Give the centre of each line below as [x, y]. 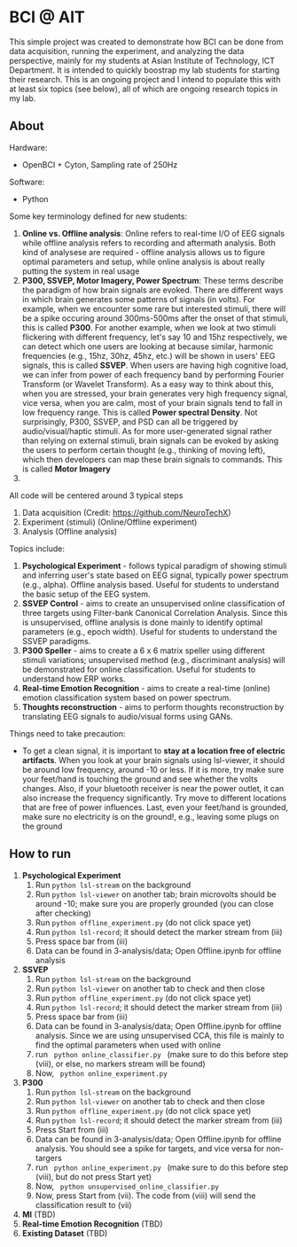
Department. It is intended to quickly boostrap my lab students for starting [145, 70]
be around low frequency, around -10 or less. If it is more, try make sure [153, 769]
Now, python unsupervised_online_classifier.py [127, 1186]
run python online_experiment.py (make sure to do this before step [162, 1167]
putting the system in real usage [81, 271]
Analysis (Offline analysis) [70, 531]
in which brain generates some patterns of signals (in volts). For [138, 299]
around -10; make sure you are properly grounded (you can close [154, 903]
